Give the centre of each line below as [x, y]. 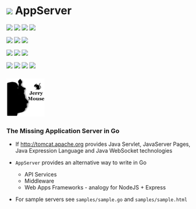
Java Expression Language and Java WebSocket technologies [94, 151]
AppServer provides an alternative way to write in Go [81, 162]
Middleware [39, 181]
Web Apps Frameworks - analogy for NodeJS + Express [95, 188]
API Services [40, 175]
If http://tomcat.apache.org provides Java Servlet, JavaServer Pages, [103, 144]
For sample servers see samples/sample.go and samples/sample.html [101, 199]
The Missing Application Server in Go [63, 131]
